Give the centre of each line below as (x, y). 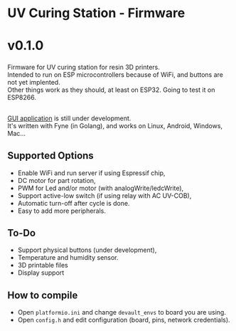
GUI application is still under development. (69, 118)
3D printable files (43, 266)
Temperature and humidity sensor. (68, 258)
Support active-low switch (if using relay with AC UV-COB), (104, 195)
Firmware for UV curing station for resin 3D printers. (84, 67)
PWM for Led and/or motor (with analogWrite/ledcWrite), (101, 188)
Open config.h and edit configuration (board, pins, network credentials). (124, 320)
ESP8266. (22, 98)
